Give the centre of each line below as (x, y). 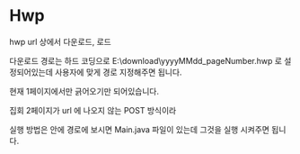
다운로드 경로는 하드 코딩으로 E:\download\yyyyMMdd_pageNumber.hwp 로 (146, 60)
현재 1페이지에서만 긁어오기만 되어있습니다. (84, 91)
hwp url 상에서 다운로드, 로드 (61, 41)
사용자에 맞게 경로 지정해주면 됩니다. (119, 72)
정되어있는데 (31, 72)
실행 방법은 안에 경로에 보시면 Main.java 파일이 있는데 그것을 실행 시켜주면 (139, 129)
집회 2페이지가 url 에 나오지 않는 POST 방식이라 (93, 110)
